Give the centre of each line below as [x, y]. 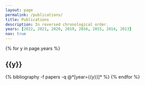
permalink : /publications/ [34, 15]
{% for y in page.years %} [33, 48]
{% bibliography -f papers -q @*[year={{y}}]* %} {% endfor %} [73, 77]
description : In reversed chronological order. [57, 24]
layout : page [19, 10]
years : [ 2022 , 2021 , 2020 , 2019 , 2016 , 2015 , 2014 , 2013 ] [69, 29]
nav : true [16, 34]
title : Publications [27, 19]
